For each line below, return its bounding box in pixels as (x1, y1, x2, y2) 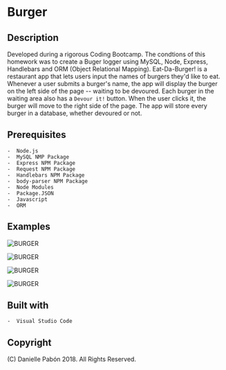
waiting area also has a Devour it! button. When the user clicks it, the (7, 94, 206, 103)
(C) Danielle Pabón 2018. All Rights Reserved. (7, 355, 137, 364)
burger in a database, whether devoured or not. (7, 109, 142, 117)
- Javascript (7, 195, 48, 203)
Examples (7, 221, 50, 233)
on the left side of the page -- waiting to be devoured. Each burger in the (7, 87, 214, 95)
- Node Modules (7, 184, 54, 191)
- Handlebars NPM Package (7, 171, 85, 179)
